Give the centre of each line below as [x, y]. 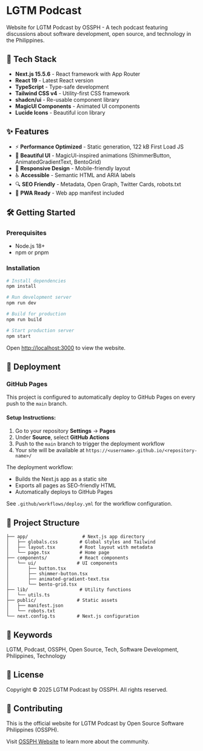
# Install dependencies [36, 281]
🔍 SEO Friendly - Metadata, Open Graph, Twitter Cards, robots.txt [98, 184]
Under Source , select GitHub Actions [62, 438]
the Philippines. [25, 40]
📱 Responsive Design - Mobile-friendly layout [72, 168]
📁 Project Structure [43, 523]
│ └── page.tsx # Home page [58, 553]
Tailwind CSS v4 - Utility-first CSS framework [72, 93]
